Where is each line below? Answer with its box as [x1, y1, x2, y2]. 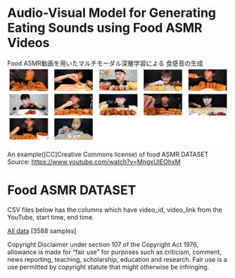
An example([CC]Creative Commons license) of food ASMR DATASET [7, 150, 209, 159]
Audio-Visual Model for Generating [7, 5, 217, 21]
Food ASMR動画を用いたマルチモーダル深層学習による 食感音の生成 [7, 58, 203, 68]
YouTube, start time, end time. [7, 213, 95, 222]
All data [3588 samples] [7, 227, 77, 235]
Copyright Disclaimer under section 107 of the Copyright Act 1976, [7, 241, 199, 249]
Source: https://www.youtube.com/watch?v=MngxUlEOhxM [7, 158, 181, 166]
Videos [7, 35, 50, 51]
